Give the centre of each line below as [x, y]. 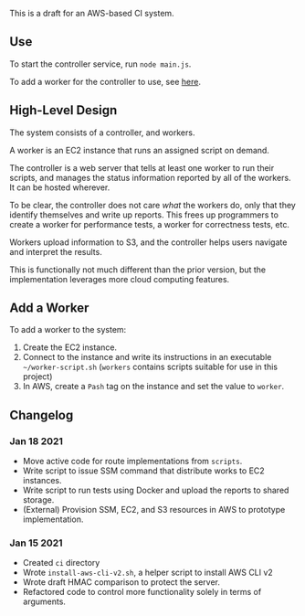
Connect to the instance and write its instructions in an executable [147, 357]
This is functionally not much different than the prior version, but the [138, 270]
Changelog [42, 415]
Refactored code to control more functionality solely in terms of [142, 592]
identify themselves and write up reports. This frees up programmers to [144, 215]
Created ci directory [61, 563]
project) [37, 377]
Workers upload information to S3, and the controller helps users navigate [148, 242]
